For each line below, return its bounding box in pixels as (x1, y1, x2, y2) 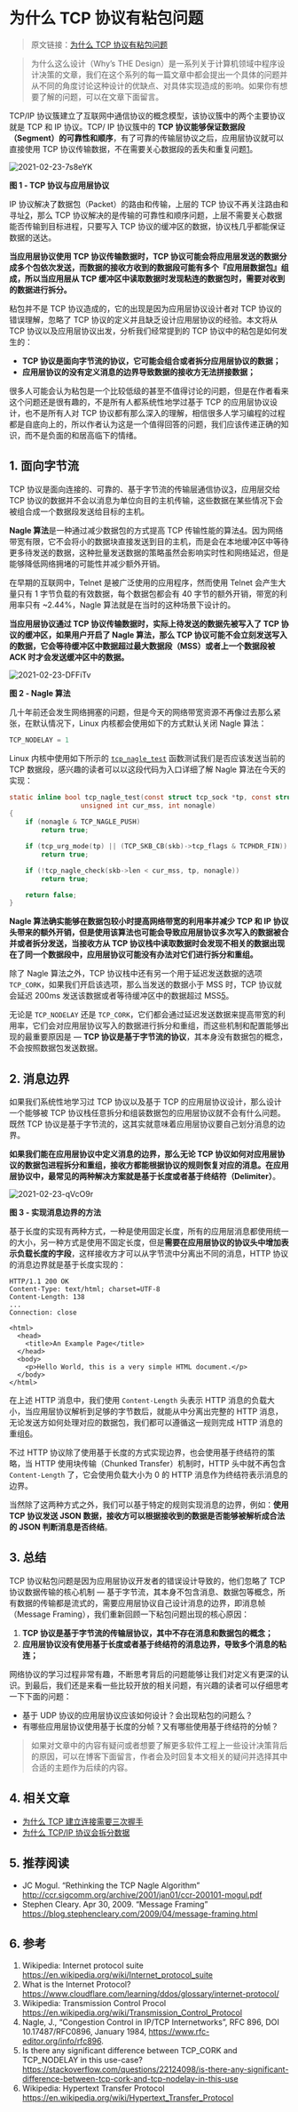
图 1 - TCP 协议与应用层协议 (9, 180, 110, 190)
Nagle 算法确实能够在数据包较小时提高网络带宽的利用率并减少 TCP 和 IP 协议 (9, 916, 289, 927)
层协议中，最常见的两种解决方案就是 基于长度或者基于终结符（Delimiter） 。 (9, 1171, 281, 1182)
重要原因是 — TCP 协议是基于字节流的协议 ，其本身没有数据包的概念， (32, 1032, 288, 1042)
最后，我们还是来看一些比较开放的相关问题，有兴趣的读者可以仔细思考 (32, 1680, 289, 1690)
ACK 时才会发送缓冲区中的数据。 (9, 651, 129, 663)
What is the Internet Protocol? (21, 1979, 131, 1990)
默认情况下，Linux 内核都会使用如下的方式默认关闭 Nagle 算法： (32, 718, 267, 728)
